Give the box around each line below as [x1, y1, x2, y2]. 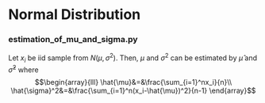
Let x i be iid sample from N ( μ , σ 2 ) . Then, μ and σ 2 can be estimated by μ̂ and [8, 51, 258, 64]
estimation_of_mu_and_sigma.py [8, 34, 138, 45]
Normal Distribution [8, 6, 141, 24]
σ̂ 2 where [8, 63, 39, 74]
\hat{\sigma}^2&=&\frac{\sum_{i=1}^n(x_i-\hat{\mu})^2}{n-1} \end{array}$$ [10, 86, 256, 95]
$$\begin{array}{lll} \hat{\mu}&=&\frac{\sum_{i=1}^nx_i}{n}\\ [34, 77, 232, 86]
